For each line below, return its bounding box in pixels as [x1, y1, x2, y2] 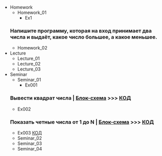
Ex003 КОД [17, 129, 42, 135]
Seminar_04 [17, 145, 42, 151]
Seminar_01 [17, 77, 41, 83]
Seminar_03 [17, 140, 42, 146]
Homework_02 [17, 45, 47, 51]
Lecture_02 [17, 61, 41, 67]
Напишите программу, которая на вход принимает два [9, 27, 152, 34]
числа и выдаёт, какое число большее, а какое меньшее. [9, 33, 157, 40]
